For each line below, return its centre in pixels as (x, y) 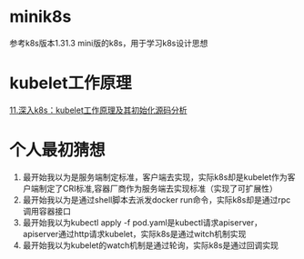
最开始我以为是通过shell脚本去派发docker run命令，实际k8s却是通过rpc (157, 199)
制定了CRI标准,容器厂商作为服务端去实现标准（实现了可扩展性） (158, 188)
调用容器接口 (46, 211)
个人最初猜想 (58, 150)
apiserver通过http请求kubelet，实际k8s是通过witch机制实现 (134, 234)
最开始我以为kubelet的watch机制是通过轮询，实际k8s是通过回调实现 (151, 245)
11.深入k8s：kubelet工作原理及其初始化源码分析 (98, 110)
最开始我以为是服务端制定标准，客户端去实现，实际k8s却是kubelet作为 (155, 177)
